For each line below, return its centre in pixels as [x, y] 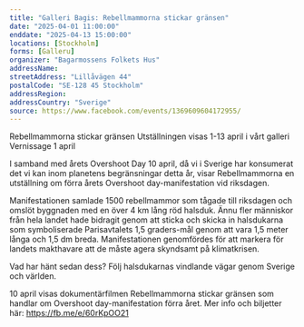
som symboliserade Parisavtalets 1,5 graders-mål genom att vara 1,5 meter [149, 230]
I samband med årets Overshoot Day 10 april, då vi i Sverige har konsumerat [151, 163]
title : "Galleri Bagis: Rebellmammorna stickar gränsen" [119, 18]
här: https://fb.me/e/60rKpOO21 [69, 313]
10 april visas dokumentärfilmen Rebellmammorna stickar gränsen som [142, 294]
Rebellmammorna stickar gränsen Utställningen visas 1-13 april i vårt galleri [150, 136]
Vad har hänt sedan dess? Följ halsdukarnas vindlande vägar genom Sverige [152, 267]
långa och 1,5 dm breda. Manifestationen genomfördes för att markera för [147, 239]
